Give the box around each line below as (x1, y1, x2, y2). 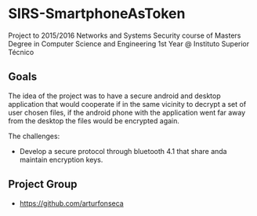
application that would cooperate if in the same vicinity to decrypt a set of (8, 99, 247, 108)
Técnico (8, 47, 34, 57)
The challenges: (8, 131, 60, 141)
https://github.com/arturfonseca (19, 198, 124, 208)
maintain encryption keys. (19, 155, 103, 164)
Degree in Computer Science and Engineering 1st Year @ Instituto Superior (8, 38, 250, 48)
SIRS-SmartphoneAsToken (8, 5, 186, 23)
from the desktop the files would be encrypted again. (8, 115, 180, 126)
